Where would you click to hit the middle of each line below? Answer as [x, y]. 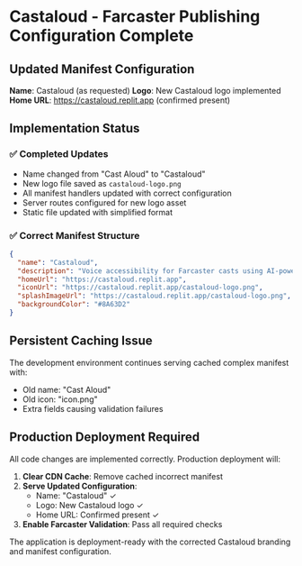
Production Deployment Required [105, 438]
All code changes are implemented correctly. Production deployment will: [145, 459]
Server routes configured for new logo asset [104, 202]
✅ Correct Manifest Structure [75, 235]
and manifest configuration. [61, 551]
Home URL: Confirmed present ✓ [98, 515]
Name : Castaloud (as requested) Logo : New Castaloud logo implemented [145, 91]
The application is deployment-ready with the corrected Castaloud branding [150, 542]
